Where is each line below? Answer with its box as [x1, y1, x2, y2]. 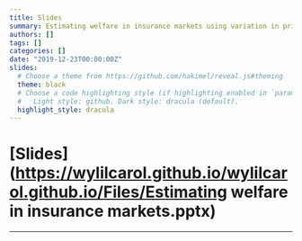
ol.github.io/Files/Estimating [9, 182, 227, 202]
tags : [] [9, 38, 42, 48]
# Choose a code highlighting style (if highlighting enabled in [17, 88, 268, 97]
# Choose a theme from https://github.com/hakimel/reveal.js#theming [17, 72, 283, 81]
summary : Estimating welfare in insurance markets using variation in [9, 22, 280, 31]
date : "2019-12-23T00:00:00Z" [9, 55, 123, 64]
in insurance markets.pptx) [9, 201, 217, 221]
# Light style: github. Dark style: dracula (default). [17, 96, 240, 106]
